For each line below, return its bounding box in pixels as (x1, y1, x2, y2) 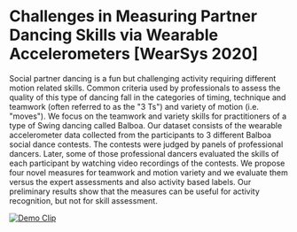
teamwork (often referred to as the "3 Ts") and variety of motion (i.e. (9, 101, 260, 112)
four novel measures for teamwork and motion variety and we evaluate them (9, 166, 288, 178)
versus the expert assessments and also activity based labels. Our (9, 176, 252, 187)
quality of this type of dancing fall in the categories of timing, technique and (9, 91, 286, 103)
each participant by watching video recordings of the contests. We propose (9, 158, 285, 168)
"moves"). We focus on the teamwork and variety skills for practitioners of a (9, 111, 287, 121)
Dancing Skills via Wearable (9, 25, 219, 45)
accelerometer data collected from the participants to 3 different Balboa (9, 129, 272, 140)
